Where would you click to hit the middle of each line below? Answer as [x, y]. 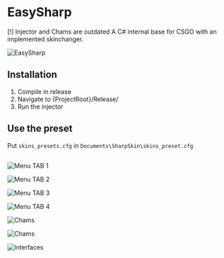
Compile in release [44, 91]
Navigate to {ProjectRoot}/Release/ [68, 99]
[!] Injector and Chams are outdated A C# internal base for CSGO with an [112, 32]
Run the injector [40, 107]
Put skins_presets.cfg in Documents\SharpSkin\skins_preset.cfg [100, 145]
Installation [32, 75]
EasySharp [40, 12]
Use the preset [40, 129]
